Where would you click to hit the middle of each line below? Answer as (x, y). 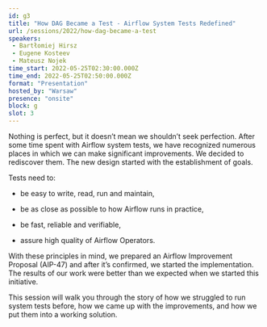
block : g (23, 106)
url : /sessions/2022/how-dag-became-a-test (83, 31)
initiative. (23, 282)
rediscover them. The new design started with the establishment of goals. (131, 162)
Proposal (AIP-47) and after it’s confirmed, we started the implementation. (131, 264)
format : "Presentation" (48, 83)
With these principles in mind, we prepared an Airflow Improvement (120, 256)
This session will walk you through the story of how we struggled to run (127, 297)
